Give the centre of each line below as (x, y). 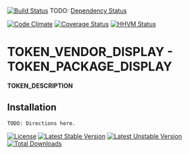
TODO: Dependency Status (88, 11)
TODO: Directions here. (42, 123)
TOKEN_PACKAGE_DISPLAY (90, 67)
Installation (32, 107)
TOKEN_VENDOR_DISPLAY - (90, 52)
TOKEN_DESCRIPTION (40, 86)
